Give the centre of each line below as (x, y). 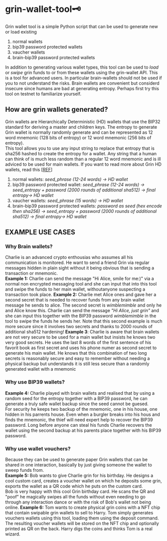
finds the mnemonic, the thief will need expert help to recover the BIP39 (79, 420)
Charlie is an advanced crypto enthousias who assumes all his (69, 257)
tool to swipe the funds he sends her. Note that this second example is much (84, 321)
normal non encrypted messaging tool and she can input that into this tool (81, 284)
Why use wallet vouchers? (38, 448)
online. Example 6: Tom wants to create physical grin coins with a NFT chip (83, 507)
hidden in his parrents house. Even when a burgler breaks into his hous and (83, 414)
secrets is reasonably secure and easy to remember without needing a (78, 359)
